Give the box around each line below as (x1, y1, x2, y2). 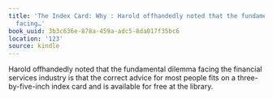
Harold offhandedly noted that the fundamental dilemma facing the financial (8, 64, 262, 74)
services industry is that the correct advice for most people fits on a (8, 73, 236, 83)
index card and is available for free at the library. (51, 82, 214, 92)
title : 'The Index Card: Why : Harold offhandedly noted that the (8, 11, 238, 20)
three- (236, 73, 258, 83)
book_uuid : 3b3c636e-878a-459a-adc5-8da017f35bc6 (8, 27, 180, 35)
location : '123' (8, 34, 63, 43)
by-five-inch (8, 82, 50, 92)
